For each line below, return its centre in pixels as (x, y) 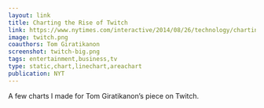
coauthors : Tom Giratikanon (54, 45)
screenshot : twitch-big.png (54, 52)
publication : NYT (37, 74)
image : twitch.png (38, 37)
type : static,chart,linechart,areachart (75, 67)
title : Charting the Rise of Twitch (68, 23)
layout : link (29, 15)
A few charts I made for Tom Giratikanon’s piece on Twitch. (104, 95)
